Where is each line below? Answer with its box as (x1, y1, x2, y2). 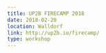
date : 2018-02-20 (7, 17, 57, 23)
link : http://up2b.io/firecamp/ (7, 29, 100, 36)
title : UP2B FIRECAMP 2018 (7, 10, 85, 17)
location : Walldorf (7, 23, 63, 30)
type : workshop (7, 36, 51, 43)
